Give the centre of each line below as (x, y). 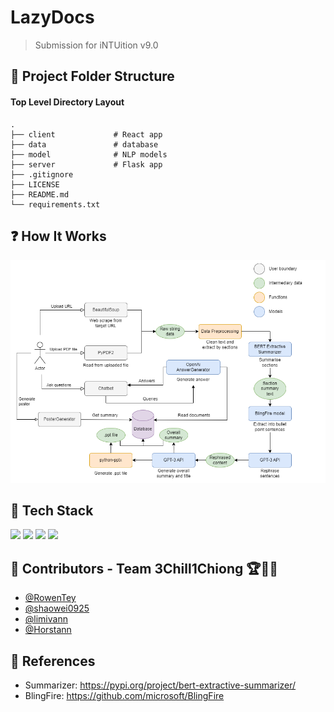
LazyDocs (52, 17)
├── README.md (40, 194)
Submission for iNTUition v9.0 (96, 45)
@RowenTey (50, 598)
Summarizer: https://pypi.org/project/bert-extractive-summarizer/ (160, 685)
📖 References (53, 661)
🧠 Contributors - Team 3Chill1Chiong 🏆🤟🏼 (144, 568)
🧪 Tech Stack (52, 510)
